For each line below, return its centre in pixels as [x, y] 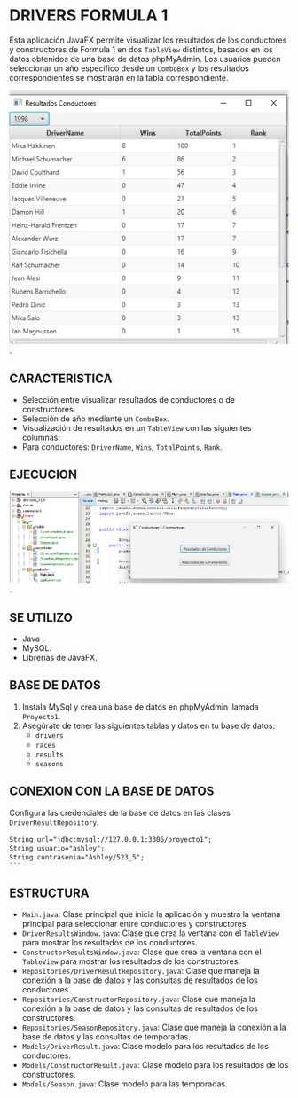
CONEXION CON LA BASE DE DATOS [112, 792]
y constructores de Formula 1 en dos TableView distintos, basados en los [141, 49]
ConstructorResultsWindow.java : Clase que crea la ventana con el [141, 952]
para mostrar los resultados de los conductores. [110, 943]
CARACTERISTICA [61, 378]
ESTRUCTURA [49, 894]
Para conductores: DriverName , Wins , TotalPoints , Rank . [122, 447]
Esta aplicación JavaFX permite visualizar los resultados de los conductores [148, 40]
